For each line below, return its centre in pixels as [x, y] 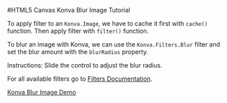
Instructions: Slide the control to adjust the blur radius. [85, 65]
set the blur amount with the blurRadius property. [78, 52]
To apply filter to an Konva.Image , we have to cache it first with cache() [108, 23]
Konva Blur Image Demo [42, 92]
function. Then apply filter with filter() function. [78, 31]
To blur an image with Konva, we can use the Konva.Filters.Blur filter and [114, 44]
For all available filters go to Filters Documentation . [80, 79]
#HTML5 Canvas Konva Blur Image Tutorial [69, 10]
